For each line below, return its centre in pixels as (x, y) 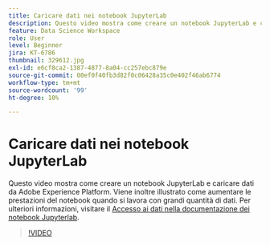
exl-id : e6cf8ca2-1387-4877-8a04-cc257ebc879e (88, 68)
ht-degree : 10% (34, 98)
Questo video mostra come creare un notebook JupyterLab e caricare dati (131, 183)
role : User (27, 38)
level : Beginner (35, 46)
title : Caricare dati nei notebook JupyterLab (88, 16)
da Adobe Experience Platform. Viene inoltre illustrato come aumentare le (130, 192)
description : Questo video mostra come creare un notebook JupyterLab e (133, 23)
